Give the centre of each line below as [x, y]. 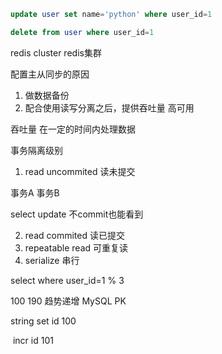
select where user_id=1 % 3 [67, 280]
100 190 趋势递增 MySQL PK [68, 301]
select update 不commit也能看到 [77, 214]
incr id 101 [33, 340]
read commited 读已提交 [74, 235]
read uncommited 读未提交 [80, 171]
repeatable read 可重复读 [76, 247]
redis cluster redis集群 [56, 52]
